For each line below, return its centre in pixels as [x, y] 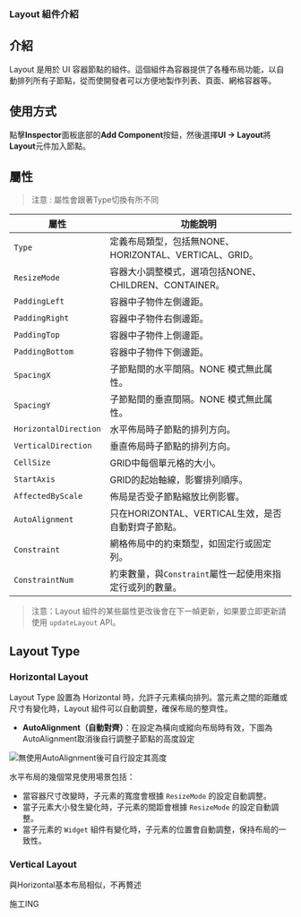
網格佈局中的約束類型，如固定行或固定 [190, 544]
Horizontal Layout [49, 676]
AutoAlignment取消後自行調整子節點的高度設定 [108, 739]
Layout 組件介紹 [44, 13]
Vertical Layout [43, 864]
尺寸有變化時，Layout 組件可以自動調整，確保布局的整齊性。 [121, 708]
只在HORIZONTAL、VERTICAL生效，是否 [196, 514]
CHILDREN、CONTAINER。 [168, 286]
